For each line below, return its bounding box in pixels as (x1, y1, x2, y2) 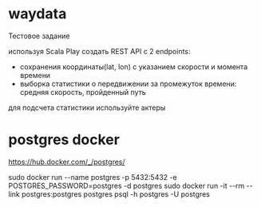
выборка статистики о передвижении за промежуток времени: (19, 79, 237, 88)
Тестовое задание (8, 31, 70, 41)
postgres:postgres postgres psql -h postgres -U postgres (21, 189, 210, 199)
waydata (8, 5, 67, 23)
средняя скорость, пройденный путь (19, 87, 146, 96)
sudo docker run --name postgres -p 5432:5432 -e (8, 172, 177, 182)
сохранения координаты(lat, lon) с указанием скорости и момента (19, 61, 248, 72)
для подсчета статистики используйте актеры (8, 103, 166, 112)
